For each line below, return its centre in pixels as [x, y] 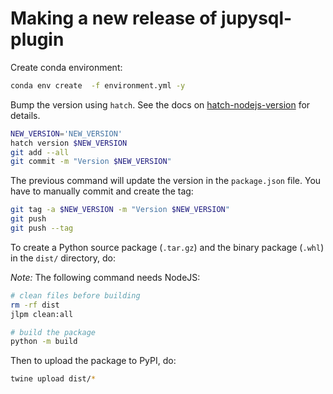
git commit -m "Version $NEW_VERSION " [91, 162]
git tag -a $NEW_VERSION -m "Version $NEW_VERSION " [120, 210]
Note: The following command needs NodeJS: [105, 277]
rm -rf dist [35, 305]
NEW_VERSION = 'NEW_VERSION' [66, 133]
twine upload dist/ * [53, 379]
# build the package [53, 332]
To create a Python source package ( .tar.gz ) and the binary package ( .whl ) [167, 247]
